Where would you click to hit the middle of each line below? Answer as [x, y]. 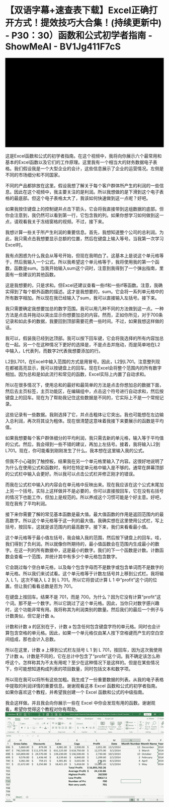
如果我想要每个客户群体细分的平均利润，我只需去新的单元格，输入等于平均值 [84, 438]
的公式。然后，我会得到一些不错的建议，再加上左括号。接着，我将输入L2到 [83, 444]
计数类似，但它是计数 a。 [31, 616]
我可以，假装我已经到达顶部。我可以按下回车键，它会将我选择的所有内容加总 [84, 338]
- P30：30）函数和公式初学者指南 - [79, 36]
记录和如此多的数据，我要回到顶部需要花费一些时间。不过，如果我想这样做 [82, 321]
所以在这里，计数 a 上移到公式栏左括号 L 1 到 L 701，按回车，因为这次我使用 [84, 650]
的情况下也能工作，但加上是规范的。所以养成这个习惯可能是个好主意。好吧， [84, 497]
